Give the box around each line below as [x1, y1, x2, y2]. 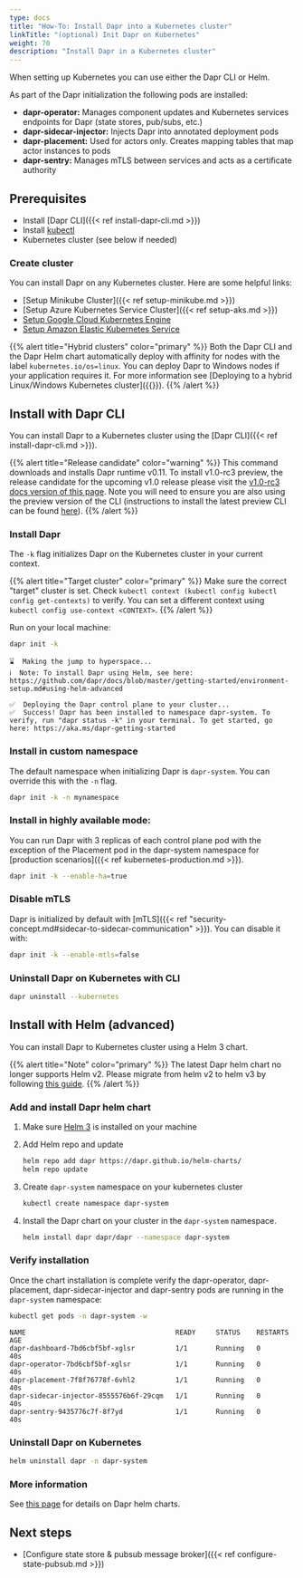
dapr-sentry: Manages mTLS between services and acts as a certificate [22, 155, 292, 166]
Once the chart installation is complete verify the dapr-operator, [9, 1275, 247, 1285]
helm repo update [22, 1165, 89, 1174]
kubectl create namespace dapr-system [22, 1198, 169, 1208]
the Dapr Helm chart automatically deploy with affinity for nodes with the [9, 351, 280, 362]
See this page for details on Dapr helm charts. [9, 1498, 181, 1509]
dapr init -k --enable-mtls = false [9, 950, 140, 959]
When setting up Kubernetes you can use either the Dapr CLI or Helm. [9, 72, 270, 82]
